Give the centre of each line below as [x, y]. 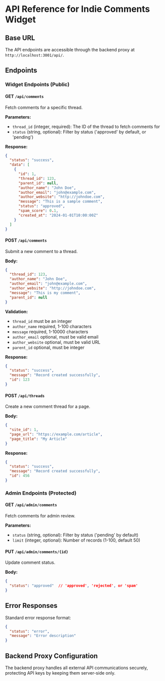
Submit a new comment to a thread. [41, 251]
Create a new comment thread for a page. [48, 407]
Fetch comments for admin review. [40, 516]
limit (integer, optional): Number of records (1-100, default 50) [76, 540]
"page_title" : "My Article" [39, 439]
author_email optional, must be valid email [55, 337]
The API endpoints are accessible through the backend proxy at [70, 50]
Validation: [17, 311]
